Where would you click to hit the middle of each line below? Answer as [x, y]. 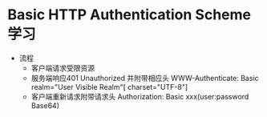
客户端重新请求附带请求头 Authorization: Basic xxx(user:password [140, 96]
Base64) [45, 105]
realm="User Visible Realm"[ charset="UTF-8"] [109, 87]
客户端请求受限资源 [63, 68]
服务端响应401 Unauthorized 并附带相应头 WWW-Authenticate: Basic [145, 78]
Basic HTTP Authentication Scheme [129, 15]
